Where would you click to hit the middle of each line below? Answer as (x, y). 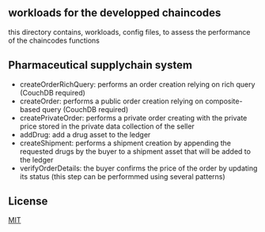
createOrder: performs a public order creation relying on (112, 101)
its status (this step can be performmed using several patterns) (122, 176)
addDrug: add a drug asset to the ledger (85, 134)
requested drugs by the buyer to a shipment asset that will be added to (135, 151)
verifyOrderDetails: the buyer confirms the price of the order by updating (138, 168)
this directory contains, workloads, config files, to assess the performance (129, 32)
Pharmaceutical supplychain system (100, 65)
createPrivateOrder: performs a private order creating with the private (133, 118)
